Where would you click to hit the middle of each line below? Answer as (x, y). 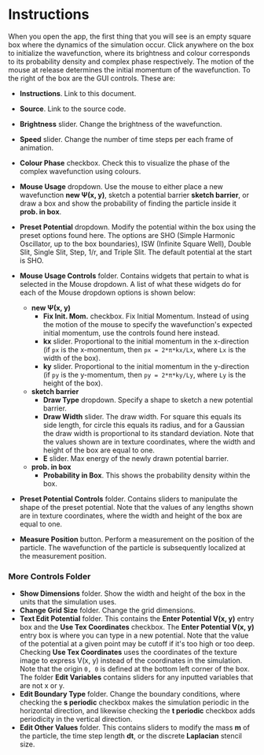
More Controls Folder (49, 576)
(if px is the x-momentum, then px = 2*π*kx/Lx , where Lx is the (144, 349)
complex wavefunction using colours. (80, 171)
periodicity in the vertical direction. (76, 720)
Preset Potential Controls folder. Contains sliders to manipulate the (128, 499)
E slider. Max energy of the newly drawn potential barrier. (136, 458)
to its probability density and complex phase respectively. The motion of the (131, 61)
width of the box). (71, 358)
